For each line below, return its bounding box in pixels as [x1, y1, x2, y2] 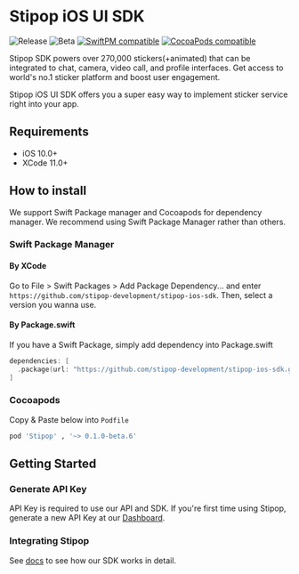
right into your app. [9, 98, 80, 109]
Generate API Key [9, 483, 87, 495]
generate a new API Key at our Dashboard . [9, 513, 166, 523]
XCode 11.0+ [21, 158, 69, 168]
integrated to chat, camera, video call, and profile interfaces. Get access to [9, 62, 284, 73]
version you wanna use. [9, 299, 97, 310]
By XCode [9, 261, 47, 271]
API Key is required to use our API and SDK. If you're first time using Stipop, [9, 503, 287, 513]
